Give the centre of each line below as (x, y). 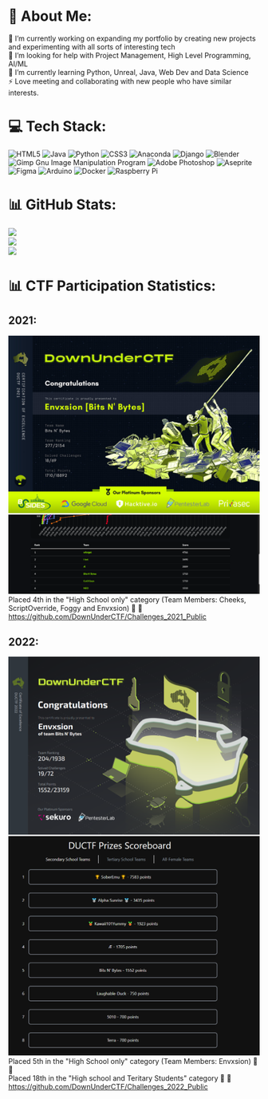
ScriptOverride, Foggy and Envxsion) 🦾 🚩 (75, 609)
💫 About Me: (50, 16)
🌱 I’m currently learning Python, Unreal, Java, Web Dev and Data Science (128, 72)
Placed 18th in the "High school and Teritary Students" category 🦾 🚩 (120, 1078)
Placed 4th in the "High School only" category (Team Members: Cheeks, (127, 600)
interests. (24, 93)
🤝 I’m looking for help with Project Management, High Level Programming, (130, 55)
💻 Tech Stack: (57, 126)
